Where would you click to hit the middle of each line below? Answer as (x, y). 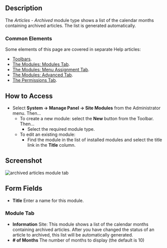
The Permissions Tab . (35, 80)
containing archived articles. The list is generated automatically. (71, 25)
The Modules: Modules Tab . (41, 64)
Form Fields (24, 188)
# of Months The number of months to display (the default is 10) (78, 240)
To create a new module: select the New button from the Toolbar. (87, 118)
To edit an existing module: (48, 134)
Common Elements (29, 38)
